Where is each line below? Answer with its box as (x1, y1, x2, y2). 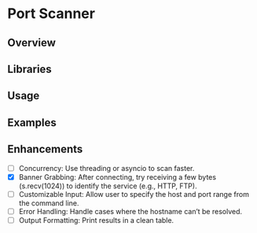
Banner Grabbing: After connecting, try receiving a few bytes (18, 172, 217, 181)
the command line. (18, 198, 79, 208)
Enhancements (7, 143, 83, 156)
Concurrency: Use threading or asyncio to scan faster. (18, 163, 195, 173)
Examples (7, 115, 57, 129)
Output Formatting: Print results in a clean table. (18, 215, 174, 224)
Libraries (7, 62, 52, 75)
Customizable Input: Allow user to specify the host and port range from (18, 189, 249, 198)
